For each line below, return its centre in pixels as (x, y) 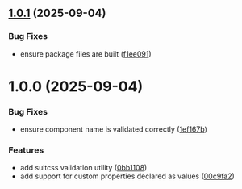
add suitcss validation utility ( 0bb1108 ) (83, 168)
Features (26, 150)
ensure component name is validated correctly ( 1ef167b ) (113, 129)
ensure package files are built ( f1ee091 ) (86, 54)
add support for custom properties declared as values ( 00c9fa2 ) (127, 176)
